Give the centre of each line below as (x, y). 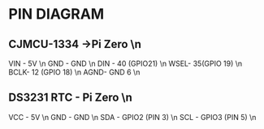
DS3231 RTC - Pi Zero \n (70, 98)
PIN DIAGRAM (56, 14)
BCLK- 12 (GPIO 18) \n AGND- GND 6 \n (74, 72)
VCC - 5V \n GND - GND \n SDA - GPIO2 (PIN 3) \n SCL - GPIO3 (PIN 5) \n (132, 117)
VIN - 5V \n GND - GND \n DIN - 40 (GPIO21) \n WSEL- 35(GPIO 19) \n (126, 63)
